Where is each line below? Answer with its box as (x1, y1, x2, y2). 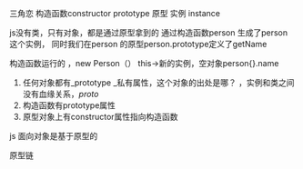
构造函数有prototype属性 (22, 100, 116, 111)
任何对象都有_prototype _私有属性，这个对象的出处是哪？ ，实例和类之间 (22, 77, 295, 88)
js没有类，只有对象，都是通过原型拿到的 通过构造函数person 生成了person (9, 27, 288, 38)
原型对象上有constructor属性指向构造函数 (22, 112, 179, 122)
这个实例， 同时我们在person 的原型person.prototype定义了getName (9, 39, 268, 49)
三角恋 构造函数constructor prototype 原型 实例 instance (9, 8, 221, 18)
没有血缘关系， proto (22, 89, 99, 99)
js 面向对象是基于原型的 (9, 131, 98, 141)
